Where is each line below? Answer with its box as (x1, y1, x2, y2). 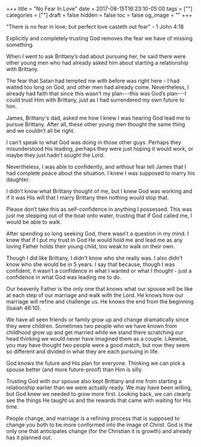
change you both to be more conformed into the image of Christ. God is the (6, 421, 193, 428)
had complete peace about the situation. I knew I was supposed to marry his (6, 169, 195, 177)
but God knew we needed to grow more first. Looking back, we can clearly (6, 391, 191, 397)
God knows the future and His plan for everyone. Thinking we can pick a (6, 360, 185, 366)
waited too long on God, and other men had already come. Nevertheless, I (6, 84, 189, 91)
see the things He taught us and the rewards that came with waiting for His (6, 397, 191, 404)
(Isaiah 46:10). (6, 305, 42, 311)
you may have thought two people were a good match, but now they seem (6, 342, 190, 348)
